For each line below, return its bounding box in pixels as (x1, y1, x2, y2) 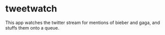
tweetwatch (5, 3, 58, 14)
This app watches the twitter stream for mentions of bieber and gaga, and (5, 19, 160, 25)
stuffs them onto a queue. (5, 24, 60, 30)
